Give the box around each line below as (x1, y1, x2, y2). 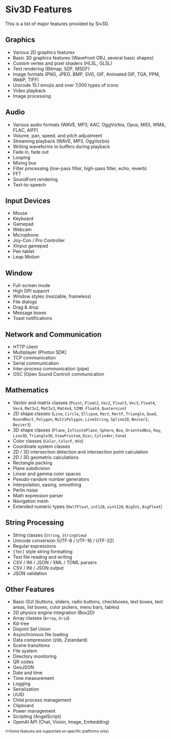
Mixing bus (12, 159, 36, 166)
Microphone (12, 232, 39, 238)
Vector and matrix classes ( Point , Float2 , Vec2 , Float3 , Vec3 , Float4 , (12, 400, 157, 406)
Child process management (12, 697, 71, 703)
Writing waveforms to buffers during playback (12, 143, 110, 150)
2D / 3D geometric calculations (12, 454, 79, 460)
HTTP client (12, 344, 38, 350)
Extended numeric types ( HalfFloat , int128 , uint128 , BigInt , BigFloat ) (12, 503, 163, 510)
